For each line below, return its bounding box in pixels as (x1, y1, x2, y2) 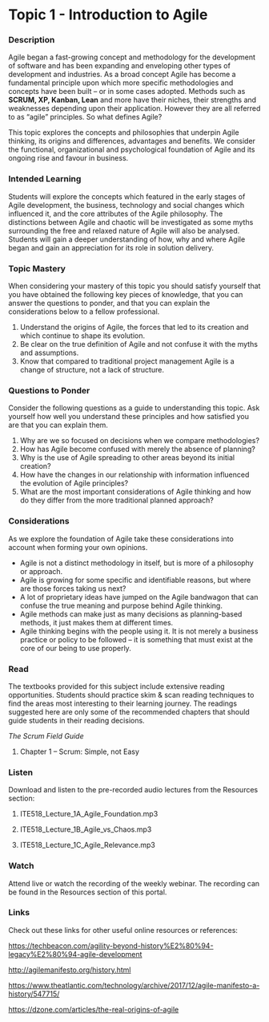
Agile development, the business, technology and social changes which (8, 200, 245, 210)
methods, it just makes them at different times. (19, 617, 174, 627)
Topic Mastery (8, 263, 66, 274)
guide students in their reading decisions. (8, 715, 146, 725)
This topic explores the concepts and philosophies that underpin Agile (8, 128, 239, 137)
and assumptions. (19, 348, 79, 358)
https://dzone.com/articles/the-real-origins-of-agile (8, 1004, 179, 1014)
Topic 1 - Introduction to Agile (8, 6, 208, 24)
